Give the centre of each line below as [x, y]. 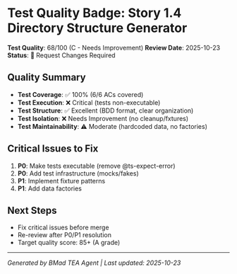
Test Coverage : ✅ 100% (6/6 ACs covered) [80, 94]
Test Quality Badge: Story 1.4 [95, 13]
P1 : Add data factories [50, 188]
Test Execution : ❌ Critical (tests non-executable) [89, 102]
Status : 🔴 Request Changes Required [61, 55]
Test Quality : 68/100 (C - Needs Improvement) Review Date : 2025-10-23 [114, 47]
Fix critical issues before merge [63, 227]
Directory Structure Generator [97, 28]
